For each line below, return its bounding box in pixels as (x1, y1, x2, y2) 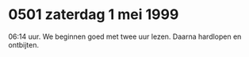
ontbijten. (8, 40, 40, 49)
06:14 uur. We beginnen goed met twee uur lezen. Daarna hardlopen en (8, 32, 242, 41)
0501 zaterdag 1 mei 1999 (8, 6, 179, 24)
